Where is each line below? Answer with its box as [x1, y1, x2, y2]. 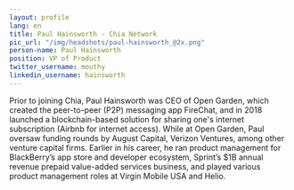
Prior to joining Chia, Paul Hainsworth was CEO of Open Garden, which [9, 95, 269, 106]
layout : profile [9, 12, 69, 22]
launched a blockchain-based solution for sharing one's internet [9, 114, 245, 124]
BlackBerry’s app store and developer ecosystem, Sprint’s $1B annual [9, 152, 264, 162]
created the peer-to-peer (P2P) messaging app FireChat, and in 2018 [9, 104, 263, 115]
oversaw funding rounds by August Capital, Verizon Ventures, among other [9, 132, 285, 143]
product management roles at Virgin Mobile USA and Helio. [9, 170, 226, 181]
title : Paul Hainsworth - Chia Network [9, 29, 158, 38]
